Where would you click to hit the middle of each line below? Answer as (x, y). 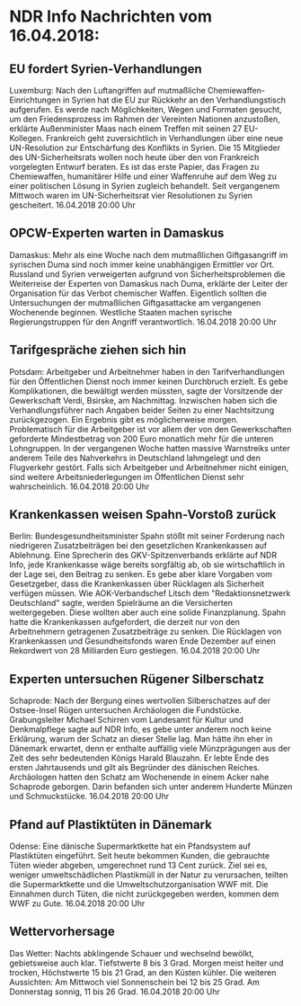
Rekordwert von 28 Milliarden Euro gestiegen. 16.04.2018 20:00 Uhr (135, 651)
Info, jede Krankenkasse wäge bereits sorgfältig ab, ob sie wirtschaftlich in (147, 565)
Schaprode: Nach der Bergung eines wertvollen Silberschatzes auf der (140, 701)
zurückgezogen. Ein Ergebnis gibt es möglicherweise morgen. (124, 419)
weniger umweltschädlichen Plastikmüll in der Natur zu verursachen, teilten (149, 875)
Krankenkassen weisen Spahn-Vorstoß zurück (143, 515)
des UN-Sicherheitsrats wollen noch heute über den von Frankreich (134, 157)
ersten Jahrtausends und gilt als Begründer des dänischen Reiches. (135, 768)
